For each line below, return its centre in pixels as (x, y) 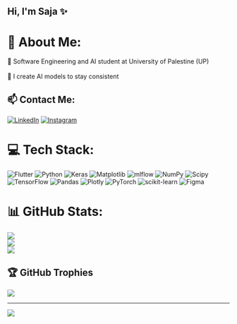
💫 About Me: (44, 42)
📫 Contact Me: (41, 99)
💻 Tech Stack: (51, 150)
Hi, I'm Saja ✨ (37, 12)
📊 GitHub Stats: (55, 212)
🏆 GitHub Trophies (50, 273)
